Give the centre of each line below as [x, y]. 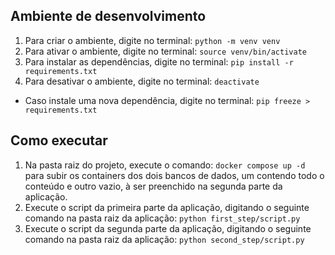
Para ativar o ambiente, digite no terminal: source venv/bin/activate [165, 51]
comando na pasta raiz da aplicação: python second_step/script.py [164, 239]
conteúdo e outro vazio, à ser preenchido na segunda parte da [153, 186]
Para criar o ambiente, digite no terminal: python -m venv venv [152, 40]
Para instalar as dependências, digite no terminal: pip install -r [159, 61]
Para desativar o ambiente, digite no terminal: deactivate [142, 81]
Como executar [59, 140]
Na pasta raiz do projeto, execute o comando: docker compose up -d [165, 165]
